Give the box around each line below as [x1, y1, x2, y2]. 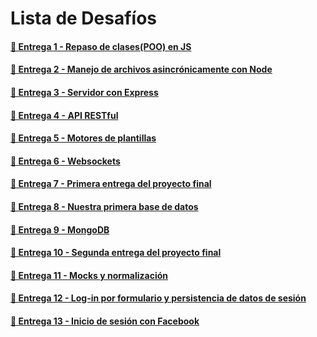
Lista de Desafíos [10, 7, 157, 30]
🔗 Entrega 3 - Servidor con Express [10, 86, 159, 98]
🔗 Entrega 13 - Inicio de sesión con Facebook [10, 315, 200, 327]
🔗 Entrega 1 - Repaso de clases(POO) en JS [10, 40, 192, 52]
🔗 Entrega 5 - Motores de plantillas [10, 132, 157, 144]
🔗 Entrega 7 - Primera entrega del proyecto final [10, 178, 212, 190]
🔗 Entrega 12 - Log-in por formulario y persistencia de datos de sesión [10, 292, 307, 304]
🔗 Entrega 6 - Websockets [10, 155, 121, 167]
